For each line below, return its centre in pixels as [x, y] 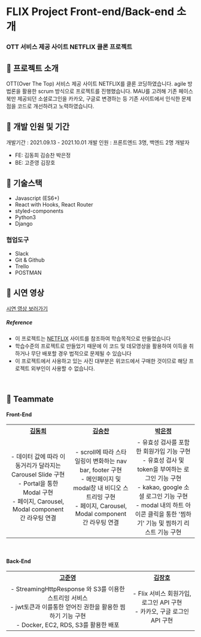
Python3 [25, 217]
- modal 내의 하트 [160, 505]
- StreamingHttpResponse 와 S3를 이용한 [68, 589]
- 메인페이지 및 [101, 479]
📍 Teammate [30, 399]
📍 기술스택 [25, 183]
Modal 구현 [38, 493]
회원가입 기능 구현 [167, 451]
